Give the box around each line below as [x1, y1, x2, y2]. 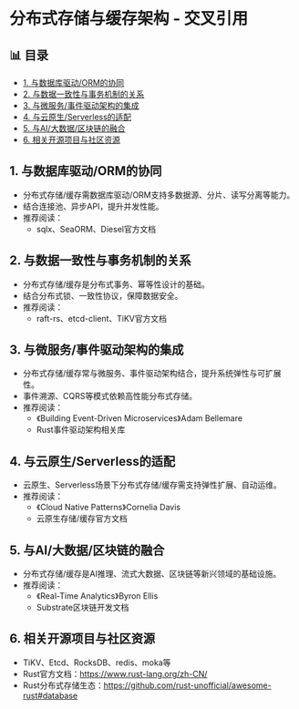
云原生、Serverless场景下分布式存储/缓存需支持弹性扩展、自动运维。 [22, 479, 283, 490]
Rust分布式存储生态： [22, 680, 105, 691]
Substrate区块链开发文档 [36, 602, 129, 613]
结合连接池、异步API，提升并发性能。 [22, 200, 164, 211]
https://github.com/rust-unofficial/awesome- [103, 680, 272, 691]
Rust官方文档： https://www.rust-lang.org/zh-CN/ [22, 668, 208, 679]
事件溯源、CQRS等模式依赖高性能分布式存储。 [22, 391, 198, 402]
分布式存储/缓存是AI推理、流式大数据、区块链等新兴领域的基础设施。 [22, 569, 282, 580]
